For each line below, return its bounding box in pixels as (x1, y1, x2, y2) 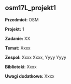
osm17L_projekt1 (5, 4, 57, 12)
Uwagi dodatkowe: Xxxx (5, 73, 55, 79)
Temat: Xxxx (5, 45, 30, 50)
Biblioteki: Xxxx (5, 64, 37, 69)
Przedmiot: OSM (5, 17, 39, 22)
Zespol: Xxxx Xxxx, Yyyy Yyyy (5, 54, 67, 60)
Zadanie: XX (5, 35, 30, 41)
